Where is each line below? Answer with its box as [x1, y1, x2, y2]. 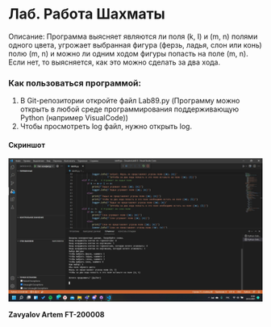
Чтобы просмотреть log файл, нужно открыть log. [19, 122, 192, 132]
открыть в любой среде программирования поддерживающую [19, 104, 240, 114]
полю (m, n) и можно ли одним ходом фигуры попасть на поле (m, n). [8, 48, 248, 58]
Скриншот [8, 140, 46, 149]
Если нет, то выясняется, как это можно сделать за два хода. [8, 57, 220, 67]
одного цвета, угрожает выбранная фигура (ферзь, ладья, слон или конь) [8, 40, 262, 49]
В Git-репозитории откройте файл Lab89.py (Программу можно [19, 96, 240, 106]
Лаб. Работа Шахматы [8, 5, 165, 23]
